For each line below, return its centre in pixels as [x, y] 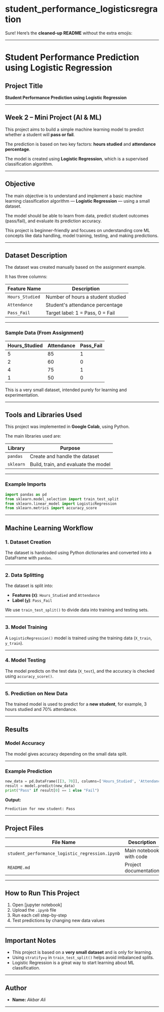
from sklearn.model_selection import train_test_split [62, 499]
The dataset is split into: [29, 586]
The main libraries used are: [33, 436]
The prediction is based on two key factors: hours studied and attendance [81, 144]
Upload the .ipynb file [34, 910]
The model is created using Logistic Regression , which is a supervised [77, 159]
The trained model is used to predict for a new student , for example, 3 [76, 704]
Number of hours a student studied [86, 297]
